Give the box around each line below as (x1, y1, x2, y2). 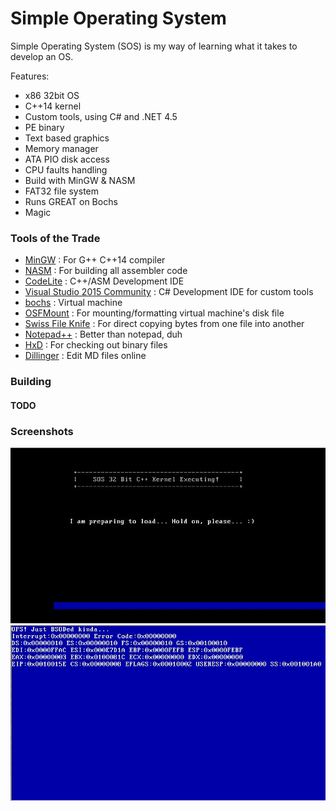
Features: (10, 70, 50, 82)
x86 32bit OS (24, 89, 80, 101)
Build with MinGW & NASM (24, 174, 136, 186)
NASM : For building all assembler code (24, 265, 188, 277)
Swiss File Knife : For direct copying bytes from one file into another (24, 318, 305, 330)
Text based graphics (24, 132, 110, 144)
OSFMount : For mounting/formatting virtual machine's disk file (24, 307, 285, 319)
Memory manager (24, 142, 99, 154)
